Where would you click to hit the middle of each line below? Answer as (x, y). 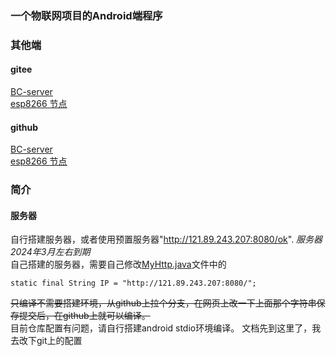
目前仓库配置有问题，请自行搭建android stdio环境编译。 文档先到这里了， (161, 328)
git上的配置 (59, 341)
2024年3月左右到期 (50, 252)
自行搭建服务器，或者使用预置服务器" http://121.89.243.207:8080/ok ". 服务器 (166, 239)
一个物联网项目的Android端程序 (86, 15)
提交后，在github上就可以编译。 (84, 316)
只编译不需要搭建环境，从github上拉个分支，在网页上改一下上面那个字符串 (163, 303)
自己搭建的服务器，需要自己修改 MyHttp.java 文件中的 (118, 264)
